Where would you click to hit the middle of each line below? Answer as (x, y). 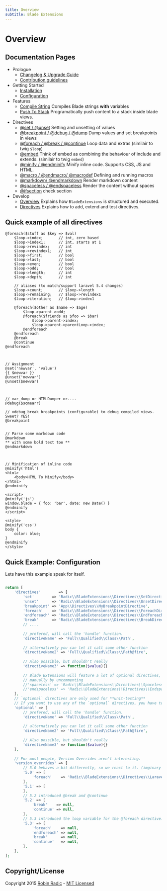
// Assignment (20, 364)
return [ (14, 588)
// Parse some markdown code (35, 434)
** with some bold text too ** (38, 443)
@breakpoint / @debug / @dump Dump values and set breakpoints (88, 133)
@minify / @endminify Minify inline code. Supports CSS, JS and (85, 164)
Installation (31, 90)
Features (21, 101)
